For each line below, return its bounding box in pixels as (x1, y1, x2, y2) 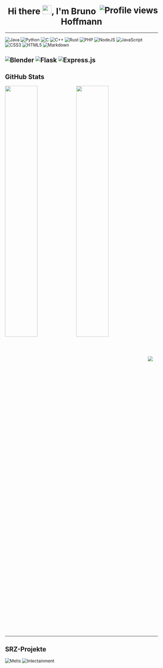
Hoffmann (61, 16, 102, 27)
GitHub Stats (5, 73, 45, 81)
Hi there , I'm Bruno (8, 6, 96, 17)
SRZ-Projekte (5, 645, 47, 653)
